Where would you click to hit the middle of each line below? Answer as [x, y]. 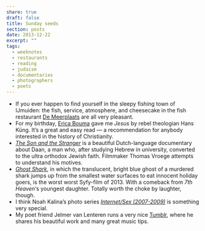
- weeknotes [27, 52]
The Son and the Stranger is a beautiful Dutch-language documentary [103, 143]
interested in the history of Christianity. [64, 136]
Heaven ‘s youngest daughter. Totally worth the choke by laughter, [98, 189]
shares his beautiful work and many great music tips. [82, 221]
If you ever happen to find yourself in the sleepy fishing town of [95, 104]
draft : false [23, 18]
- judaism [24, 69]
